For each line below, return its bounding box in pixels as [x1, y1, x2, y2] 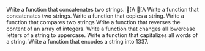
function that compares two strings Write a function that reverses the [6, 19, 181, 25]
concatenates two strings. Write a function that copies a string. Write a [6, 12, 185, 19]
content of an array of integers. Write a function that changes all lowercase [6, 25, 196, 32]
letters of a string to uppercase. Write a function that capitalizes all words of [6, 32, 198, 39]
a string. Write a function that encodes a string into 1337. [6, 38, 149, 45]
